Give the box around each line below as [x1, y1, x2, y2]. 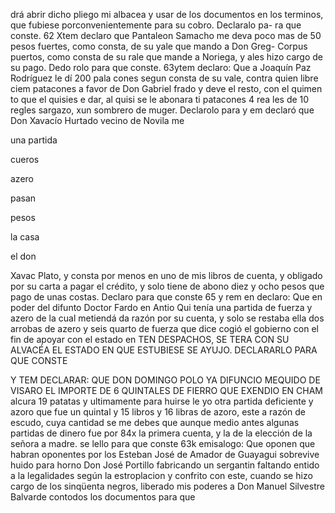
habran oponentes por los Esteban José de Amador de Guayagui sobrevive [10, 449, 320, 460]
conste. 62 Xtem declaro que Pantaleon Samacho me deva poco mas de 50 [10, 30, 322, 41]
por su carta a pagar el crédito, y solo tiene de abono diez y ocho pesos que [10, 280, 325, 292]
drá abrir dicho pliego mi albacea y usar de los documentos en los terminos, [10, 9, 324, 20]
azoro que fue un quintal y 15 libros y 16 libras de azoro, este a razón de [10, 406, 307, 418]
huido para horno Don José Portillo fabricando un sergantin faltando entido [10, 459, 320, 471]
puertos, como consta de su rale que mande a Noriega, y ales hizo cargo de [10, 51, 323, 63]
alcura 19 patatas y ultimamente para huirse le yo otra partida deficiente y [10, 395, 314, 407]
